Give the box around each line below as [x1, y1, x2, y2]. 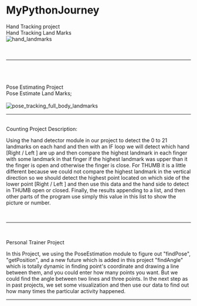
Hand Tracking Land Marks [6, 29, 72, 36]
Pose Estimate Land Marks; [6, 89, 72, 97]
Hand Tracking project [6, 23, 60, 30]
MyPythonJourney [6, 4, 100, 17]
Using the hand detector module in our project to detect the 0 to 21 [6, 136, 168, 144]
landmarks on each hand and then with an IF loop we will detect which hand [6, 143, 189, 150]
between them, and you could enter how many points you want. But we [6, 268, 178, 276]
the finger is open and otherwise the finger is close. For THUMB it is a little [6, 162, 186, 169]
